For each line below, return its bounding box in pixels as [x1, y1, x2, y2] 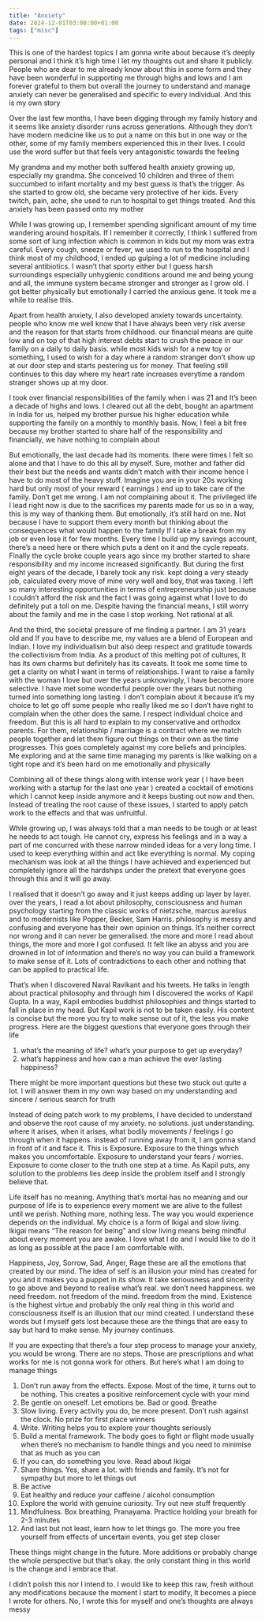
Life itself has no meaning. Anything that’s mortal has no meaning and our [9, 1192, 248, 1202]
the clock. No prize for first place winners [20, 1415, 156, 1424]
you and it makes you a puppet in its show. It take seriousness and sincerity [9, 1275, 255, 1285]
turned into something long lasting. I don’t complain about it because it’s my [9, 692, 255, 702]
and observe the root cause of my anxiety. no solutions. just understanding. [9, 1119, 255, 1128]
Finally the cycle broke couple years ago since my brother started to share [9, 551, 251, 561]
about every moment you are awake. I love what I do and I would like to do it [9, 1234, 256, 1244]
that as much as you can [20, 1448, 101, 1458]
